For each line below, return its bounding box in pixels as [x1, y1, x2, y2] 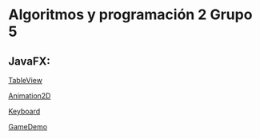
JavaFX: [8, 54, 50, 68]
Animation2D [8, 91, 51, 101]
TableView [8, 76, 42, 85]
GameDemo [8, 122, 48, 131]
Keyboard [8, 106, 41, 116]
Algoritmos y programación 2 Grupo [8, 6, 253, 24]
